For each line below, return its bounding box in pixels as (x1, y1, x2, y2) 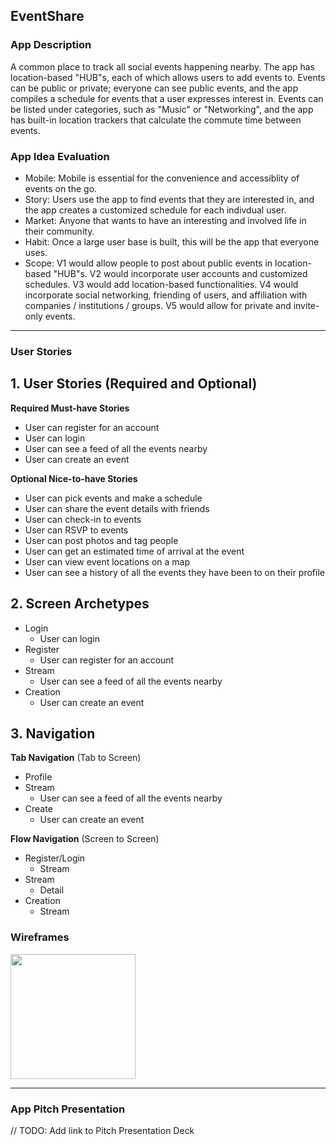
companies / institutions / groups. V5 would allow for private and (24, 299, 292, 311)
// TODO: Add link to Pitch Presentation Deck (10, 1124, 195, 1136)
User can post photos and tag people (24, 534, 179, 546)
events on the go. (24, 182, 98, 194)
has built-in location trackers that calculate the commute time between (10, 114, 302, 126)
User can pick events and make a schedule (24, 492, 203, 504)
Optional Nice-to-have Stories (10, 472, 138, 484)
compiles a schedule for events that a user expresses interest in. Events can (10, 92, 324, 104)
